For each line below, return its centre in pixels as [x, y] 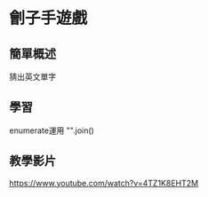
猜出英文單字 [32, 77]
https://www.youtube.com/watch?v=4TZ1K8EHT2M [104, 183]
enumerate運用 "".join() [52, 130]
